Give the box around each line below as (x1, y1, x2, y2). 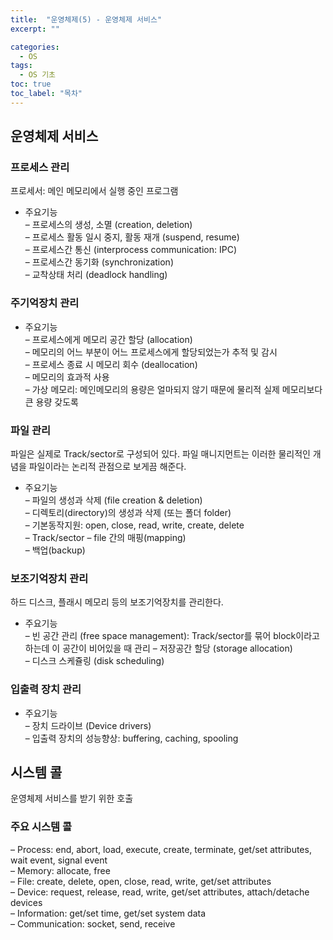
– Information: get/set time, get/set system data (10, 907, 207, 919)
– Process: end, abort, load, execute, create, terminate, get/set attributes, (10, 843, 312, 855)
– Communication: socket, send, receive (10, 917, 176, 930)
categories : (10, 42, 60, 52)
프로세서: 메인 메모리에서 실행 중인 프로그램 (10, 185, 179, 197)
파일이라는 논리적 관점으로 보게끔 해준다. (28, 461, 187, 473)
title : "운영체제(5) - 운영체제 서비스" (10, 14, 163, 25)
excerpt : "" (10, 24, 60, 34)
